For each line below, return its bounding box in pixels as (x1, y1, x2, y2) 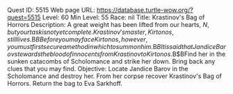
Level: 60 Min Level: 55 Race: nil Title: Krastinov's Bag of (42, 13, 205, 21)
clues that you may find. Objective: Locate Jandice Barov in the (7, 65, 188, 73)
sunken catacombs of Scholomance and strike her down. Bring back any (7, 57, 216, 65)
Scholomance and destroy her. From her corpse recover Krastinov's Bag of (7, 72, 223, 80)
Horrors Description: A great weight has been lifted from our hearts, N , (7, 21, 210, 28)
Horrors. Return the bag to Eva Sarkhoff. (7, 79, 123, 87)
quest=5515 (7, 13, 41, 21)
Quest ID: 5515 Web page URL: (7, 6, 95, 14)
